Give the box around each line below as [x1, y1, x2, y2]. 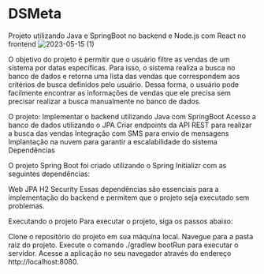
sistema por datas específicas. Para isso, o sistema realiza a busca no [8, 62, 236, 72]
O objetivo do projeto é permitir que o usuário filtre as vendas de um [8, 54, 230, 64]
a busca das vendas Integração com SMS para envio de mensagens [8, 128, 229, 138]
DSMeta [8, 5, 61, 23]
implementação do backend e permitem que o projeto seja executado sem [8, 193, 250, 202]
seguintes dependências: [8, 169, 91, 178]
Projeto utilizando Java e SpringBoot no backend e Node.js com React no [8, 31, 247, 40]
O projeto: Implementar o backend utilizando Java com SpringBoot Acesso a [8, 111, 256, 121]
